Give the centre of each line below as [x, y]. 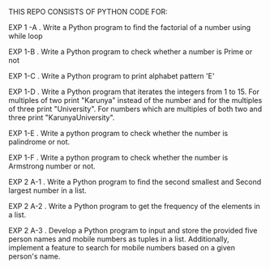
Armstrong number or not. [52, 166]
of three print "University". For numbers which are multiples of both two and [135, 109]
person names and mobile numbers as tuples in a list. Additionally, [119, 239]
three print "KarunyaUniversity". [62, 117]
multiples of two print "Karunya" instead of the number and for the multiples [135, 100]
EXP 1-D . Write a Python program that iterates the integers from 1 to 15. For [134, 92]
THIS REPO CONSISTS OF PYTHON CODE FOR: [88, 12]
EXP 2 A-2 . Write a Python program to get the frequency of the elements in [135, 206]
